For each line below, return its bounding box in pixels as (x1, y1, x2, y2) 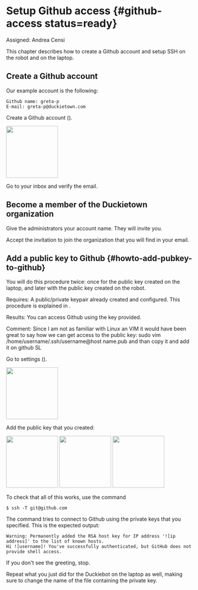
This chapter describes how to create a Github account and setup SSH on (6, 47, 186, 54)
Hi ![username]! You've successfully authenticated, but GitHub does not (6, 544, 192, 550)
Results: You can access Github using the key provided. (6, 314, 142, 321)
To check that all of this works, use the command (6, 493, 126, 501)
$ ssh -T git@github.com (6, 505, 67, 511)
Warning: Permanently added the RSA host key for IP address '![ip (6, 533, 176, 540)
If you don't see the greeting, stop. (6, 559, 90, 566)
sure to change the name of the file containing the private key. (6, 577, 158, 584)
